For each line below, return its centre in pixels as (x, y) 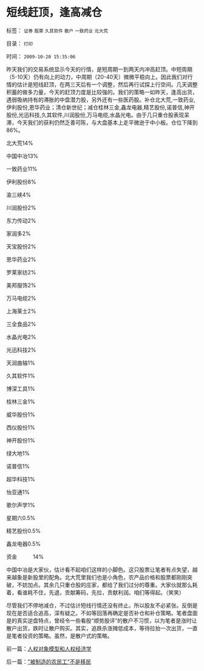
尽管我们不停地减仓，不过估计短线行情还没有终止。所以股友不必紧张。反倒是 (102, 605)
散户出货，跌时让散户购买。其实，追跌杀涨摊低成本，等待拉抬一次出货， (97, 628)
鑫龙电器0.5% (24, 544)
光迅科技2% (21, 350)
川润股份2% (21, 207)
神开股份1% (21, 440)
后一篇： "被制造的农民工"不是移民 (49, 661)
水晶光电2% (21, 337)
